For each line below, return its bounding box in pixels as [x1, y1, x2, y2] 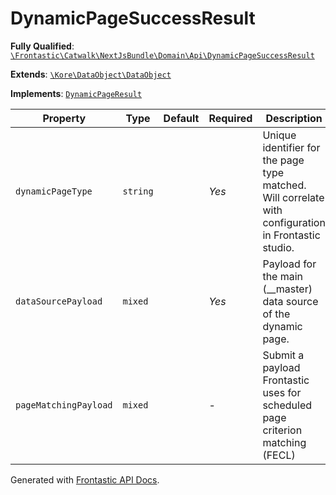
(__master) [262, 282, 313, 296]
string [122, 185, 154, 197]
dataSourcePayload [15, 295, 103, 307]
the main [262, 269, 304, 283]
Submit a [262, 348, 305, 362]
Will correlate [262, 190, 325, 204]
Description [265, 111, 323, 125]
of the [262, 307, 291, 321]
